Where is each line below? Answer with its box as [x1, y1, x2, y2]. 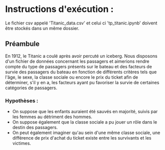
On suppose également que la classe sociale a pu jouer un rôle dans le [12, 119, 158, 125]
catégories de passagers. [5, 85, 58, 91]
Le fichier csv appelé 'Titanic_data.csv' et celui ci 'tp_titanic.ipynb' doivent [5, 20, 158, 26]
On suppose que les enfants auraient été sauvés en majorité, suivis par [12, 109, 158, 115]
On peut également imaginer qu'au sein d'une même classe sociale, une [12, 130, 161, 136]
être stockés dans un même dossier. [5, 25, 80, 31]
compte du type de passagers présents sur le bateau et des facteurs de [5, 63, 153, 69]
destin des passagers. [12, 125, 58, 131]
